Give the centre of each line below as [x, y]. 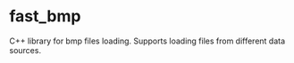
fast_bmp [45, 16]
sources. [25, 50]
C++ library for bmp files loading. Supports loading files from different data [147, 41]
